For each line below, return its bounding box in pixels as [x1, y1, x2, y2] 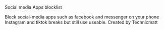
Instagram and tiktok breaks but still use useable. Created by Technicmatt [5, 19, 158, 25]
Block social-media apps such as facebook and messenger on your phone [5, 14, 159, 19]
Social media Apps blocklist [5, 4, 63, 10]
